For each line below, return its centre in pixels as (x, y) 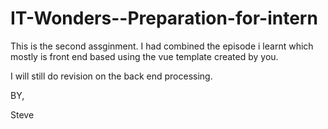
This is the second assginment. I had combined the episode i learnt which (162, 46)
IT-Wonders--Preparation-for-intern (164, 18)
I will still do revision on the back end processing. (111, 76)
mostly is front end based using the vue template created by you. (144, 56)
